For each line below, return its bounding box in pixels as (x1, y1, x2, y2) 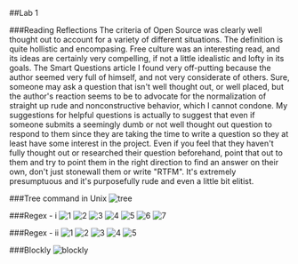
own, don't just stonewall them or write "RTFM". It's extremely (9, 166, 237, 177)
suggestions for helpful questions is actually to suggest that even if (9, 110, 255, 120)
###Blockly (9, 244, 52, 255)
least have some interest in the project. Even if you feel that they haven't (9, 138, 274, 148)
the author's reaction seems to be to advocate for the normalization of (9, 91, 267, 101)
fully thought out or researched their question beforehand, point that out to (9, 148, 283, 158)
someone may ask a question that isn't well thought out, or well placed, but (9, 82, 285, 92)
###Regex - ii (9, 228, 60, 238)
